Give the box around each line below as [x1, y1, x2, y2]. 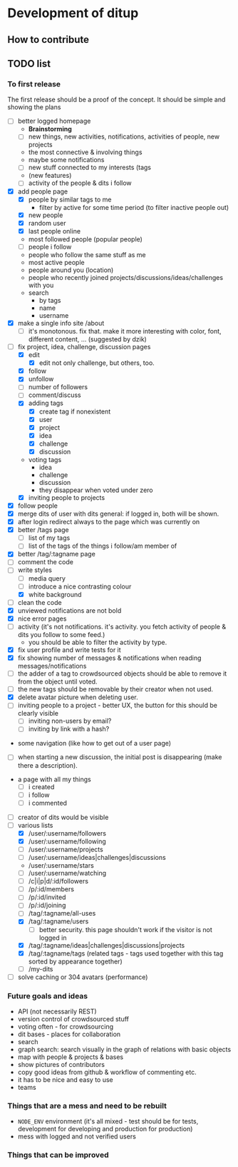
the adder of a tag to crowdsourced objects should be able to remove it [17, 669, 227, 678]
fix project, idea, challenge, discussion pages [17, 343, 151, 351]
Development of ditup [7, 5, 139, 21]
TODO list [7, 57, 51, 69]
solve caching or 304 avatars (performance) [17, 973, 148, 981]
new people [28, 211, 63, 219]
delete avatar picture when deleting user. [17, 693, 139, 701]
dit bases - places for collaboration [17, 1030, 121, 1038]
